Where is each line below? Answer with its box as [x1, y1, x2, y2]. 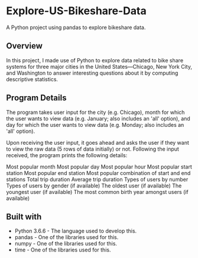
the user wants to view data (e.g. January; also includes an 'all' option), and [6, 114, 190, 122]
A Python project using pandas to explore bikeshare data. [6, 24, 146, 31]
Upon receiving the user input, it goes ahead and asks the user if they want [6, 139, 189, 146]
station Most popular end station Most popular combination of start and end [6, 169, 191, 176]
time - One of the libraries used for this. [14, 246, 111, 253]
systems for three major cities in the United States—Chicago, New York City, [6, 63, 192, 70]
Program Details [6, 93, 67, 103]
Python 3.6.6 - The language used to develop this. [14, 227, 137, 235]
